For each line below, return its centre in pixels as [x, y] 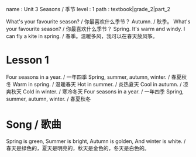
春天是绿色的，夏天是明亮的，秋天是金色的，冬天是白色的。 [78, 148]
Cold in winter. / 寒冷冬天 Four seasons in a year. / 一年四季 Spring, [103, 91]
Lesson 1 [28, 60]
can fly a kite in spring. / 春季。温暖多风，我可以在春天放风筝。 [82, 36]
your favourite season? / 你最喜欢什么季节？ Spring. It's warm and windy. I [96, 29]
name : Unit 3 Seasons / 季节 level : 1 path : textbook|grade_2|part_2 [88, 9]
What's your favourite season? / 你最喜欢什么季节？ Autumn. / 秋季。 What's [98, 22]
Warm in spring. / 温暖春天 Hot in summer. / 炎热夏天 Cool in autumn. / [97, 84]
